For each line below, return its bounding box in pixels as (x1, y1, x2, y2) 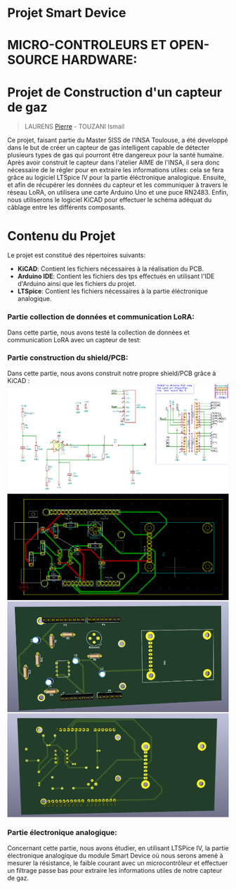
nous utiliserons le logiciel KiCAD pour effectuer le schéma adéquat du (7, 195, 212, 205)
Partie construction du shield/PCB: (7, 353, 129, 363)
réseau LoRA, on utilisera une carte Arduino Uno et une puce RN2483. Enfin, (7, 188, 229, 197)
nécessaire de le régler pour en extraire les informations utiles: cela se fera (7, 166, 224, 174)
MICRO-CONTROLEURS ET (7, 37, 167, 53)
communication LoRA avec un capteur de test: (7, 335, 142, 344)
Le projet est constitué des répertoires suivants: (7, 251, 146, 259)
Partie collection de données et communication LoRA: (7, 312, 195, 322)
